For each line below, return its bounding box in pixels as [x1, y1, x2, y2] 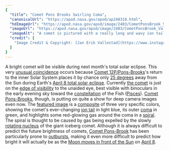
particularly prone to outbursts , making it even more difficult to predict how [5, 133, 161, 139]
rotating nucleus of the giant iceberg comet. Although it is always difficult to [5, 122, 162, 129]
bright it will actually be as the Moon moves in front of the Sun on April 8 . [5, 138, 156, 144]
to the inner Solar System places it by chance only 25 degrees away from [5, 74, 157, 80]
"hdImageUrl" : [10, 21, 39, 27]
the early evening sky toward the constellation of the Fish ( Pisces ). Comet [5, 90, 158, 96]
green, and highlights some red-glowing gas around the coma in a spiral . [5, 112, 156, 118]
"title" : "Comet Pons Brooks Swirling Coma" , [10, 12, 107, 17]
